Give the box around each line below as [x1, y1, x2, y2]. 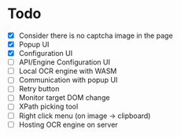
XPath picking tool [18, 102, 79, 111]
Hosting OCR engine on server [18, 120, 119, 129]
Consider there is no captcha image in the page [18, 31, 174, 40]
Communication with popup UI [18, 76, 118, 85]
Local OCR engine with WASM [18, 66, 117, 76]
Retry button [18, 84, 60, 94]
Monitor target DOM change [18, 93, 110, 102]
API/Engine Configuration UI [18, 57, 111, 67]
